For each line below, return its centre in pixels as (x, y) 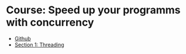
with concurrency (50, 22)
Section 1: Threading (39, 45)
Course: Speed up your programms (93, 10)
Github (23, 38)
